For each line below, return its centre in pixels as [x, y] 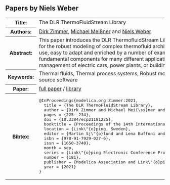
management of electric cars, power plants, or [94, 65]
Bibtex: [21, 136]
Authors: [21, 31]
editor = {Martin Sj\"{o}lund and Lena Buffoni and [104, 134]
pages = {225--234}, [67, 115]
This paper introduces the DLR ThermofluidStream [99, 40]
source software [58, 80]
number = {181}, [62, 157]
